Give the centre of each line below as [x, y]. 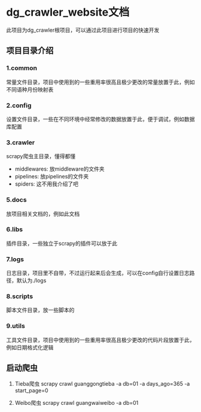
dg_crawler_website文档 [68, 12]
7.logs [15, 259]
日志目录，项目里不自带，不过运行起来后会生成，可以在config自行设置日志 [98, 273]
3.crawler [20, 143]
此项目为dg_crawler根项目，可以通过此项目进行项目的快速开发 [83, 30]
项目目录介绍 [30, 51]
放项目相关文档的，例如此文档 [43, 214]
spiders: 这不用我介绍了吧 [47, 184]
